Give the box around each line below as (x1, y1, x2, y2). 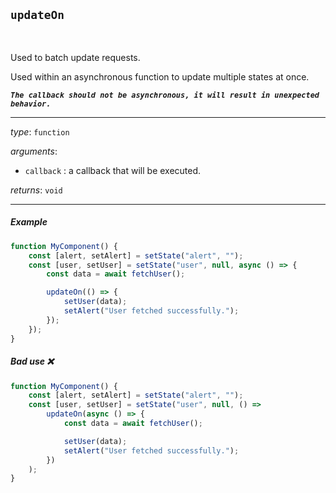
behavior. (10, 99, 52, 109)
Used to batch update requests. (10, 51, 141, 63)
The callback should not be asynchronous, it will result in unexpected (10, 90, 320, 100)
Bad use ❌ (10, 355, 55, 368)
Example (10, 216, 48, 228)
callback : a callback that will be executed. (24, 164, 202, 176)
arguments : (10, 145, 58, 157)
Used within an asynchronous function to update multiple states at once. (10, 70, 310, 83)
